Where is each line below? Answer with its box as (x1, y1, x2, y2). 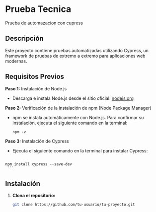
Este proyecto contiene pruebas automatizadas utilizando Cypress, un (5, 47, 149, 53)
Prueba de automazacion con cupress (5, 20, 83, 26)
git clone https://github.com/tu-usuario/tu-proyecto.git (12, 202, 135, 207)
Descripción (5, 34, 44, 43)
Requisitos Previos (5, 72, 65, 81)
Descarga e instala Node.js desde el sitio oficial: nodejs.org (12, 95, 134, 101)
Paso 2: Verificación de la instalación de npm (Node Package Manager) (5, 105, 152, 111)
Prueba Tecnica (5, 3, 72, 15)
